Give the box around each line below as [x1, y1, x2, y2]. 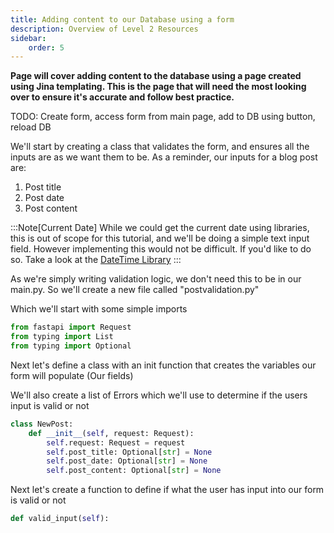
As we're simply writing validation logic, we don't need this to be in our [10, 273, 302, 285]
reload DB [10, 121, 52, 133]
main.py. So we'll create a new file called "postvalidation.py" [10, 284, 260, 296]
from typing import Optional [10, 341, 132, 351]
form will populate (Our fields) [10, 369, 134, 381]
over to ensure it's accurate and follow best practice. [10, 91, 235, 103]
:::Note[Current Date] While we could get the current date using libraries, [10, 222, 310, 234]
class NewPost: [10, 419, 74, 429]
